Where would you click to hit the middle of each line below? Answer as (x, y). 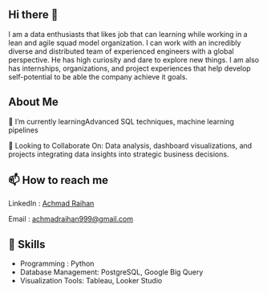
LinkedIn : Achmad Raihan (51, 203)
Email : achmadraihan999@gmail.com (71, 219)
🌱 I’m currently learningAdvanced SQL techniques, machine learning (121, 121)
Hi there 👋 (33, 15)
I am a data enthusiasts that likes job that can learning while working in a (128, 34)
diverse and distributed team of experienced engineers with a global (121, 51)
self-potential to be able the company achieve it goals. (98, 76)
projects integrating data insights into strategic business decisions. (119, 154)
